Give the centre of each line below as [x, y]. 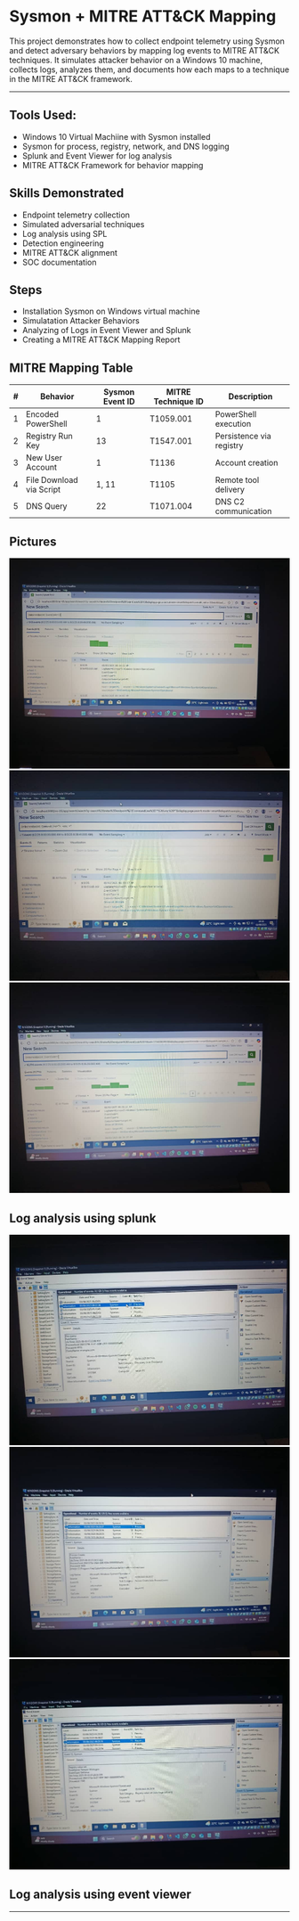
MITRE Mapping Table [71, 368]
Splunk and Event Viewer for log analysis [97, 155]
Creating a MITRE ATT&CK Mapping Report [101, 339]
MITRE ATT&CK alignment [70, 252]
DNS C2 [230, 502]
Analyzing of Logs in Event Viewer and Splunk [106, 331]
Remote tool [237, 479]
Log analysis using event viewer [100, 1895]
